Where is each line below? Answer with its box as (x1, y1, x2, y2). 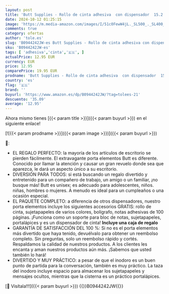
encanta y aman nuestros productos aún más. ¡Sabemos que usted (12, 247, 152, 253)
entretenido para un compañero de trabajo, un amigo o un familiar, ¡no (12, 177, 158, 183)
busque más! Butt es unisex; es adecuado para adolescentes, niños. (12, 182, 154, 188)
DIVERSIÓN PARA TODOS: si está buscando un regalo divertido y (12, 171, 147, 177)
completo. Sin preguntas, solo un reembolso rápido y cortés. (12, 236, 138, 242)
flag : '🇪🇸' (5, 82, 30, 87)
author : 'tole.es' (5, 36, 44, 41)
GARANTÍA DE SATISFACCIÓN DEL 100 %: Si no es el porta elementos (12, 225, 158, 231)
